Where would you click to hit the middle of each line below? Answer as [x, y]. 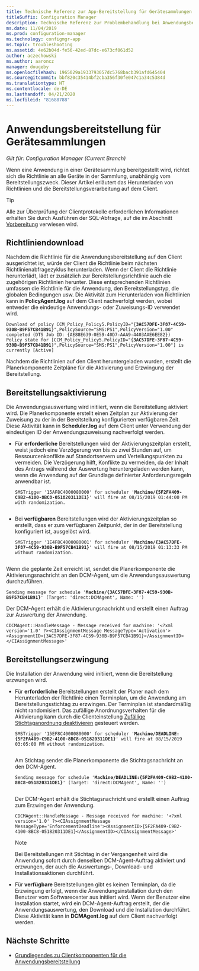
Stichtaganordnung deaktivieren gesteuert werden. [77, 723]
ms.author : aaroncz [30, 61]
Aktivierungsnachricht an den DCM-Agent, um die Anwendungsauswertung [98, 575]
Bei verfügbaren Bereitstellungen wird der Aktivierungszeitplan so [96, 519]
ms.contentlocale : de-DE [37, 89]
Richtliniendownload [45, 243]
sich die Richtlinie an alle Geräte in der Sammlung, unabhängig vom [88, 176]
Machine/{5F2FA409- [158, 493]
